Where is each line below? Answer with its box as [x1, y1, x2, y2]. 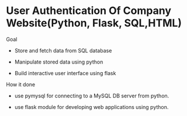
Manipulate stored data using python [14, 58, 103, 65]
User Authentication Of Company [6, 4, 171, 17]
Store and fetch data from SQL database [14, 47, 112, 54]
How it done [6, 80, 36, 88]
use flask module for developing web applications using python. [14, 103, 169, 110]
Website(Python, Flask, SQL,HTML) [6, 16, 182, 30]
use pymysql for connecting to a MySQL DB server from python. [14, 92, 169, 99]
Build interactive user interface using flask [14, 69, 116, 76]
